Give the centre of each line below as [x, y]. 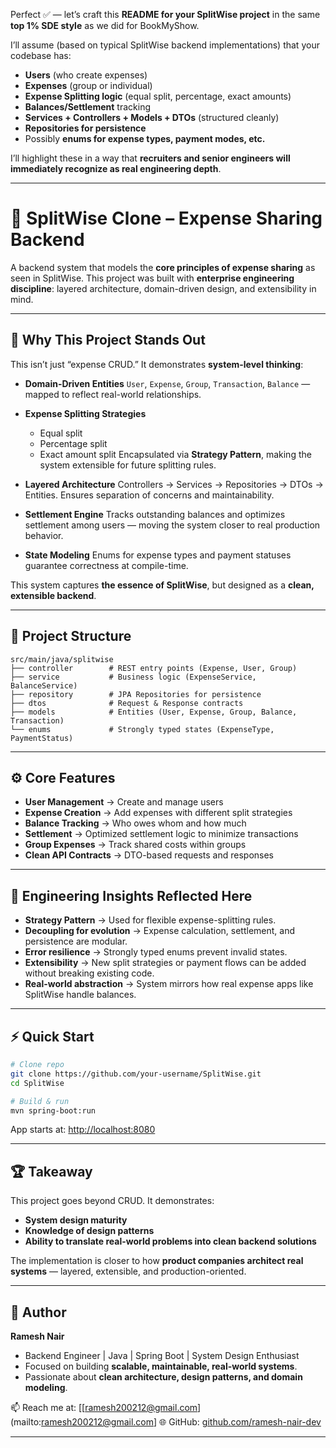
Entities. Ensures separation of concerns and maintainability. [149, 495]
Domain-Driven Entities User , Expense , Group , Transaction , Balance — [167, 383]
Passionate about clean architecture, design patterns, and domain [163, 1377]
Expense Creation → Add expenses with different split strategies [158, 813]
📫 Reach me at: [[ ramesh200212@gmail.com [104, 1407]
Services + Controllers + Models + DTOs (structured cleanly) [152, 117]
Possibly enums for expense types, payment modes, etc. [145, 138]
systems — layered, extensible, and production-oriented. [128, 1271]
